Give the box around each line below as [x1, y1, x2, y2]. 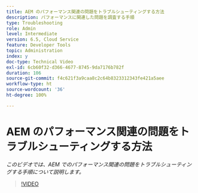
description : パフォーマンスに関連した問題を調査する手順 [6, 14, 135, 20]
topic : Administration [6, 48, 63, 54]
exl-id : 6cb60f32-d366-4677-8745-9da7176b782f [6, 64, 124, 71]
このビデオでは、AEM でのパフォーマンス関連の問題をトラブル [6, 161, 161, 168]
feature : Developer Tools [6, 42, 71, 48]
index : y [6, 53, 28, 59]
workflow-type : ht [6, 81, 52, 87]
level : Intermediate [6, 31, 58, 37]
